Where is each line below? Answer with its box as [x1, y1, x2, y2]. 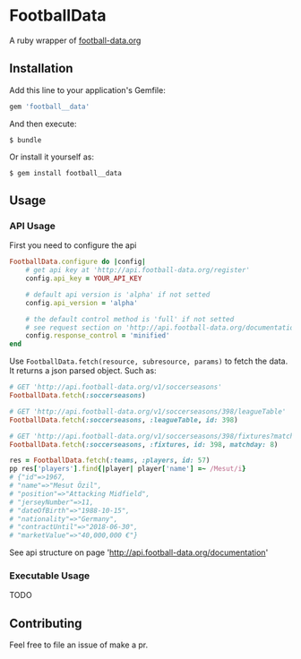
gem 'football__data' [9, 102, 90, 111]
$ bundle [9, 135, 42, 144]
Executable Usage [9, 569, 90, 582]
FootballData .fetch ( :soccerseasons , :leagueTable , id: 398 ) [9, 415, 239, 424]
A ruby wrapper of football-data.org [9, 35, 142, 46]
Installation [9, 61, 73, 76]
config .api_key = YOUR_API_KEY [25, 274, 142, 283]
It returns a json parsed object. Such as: [9, 365, 157, 376]
